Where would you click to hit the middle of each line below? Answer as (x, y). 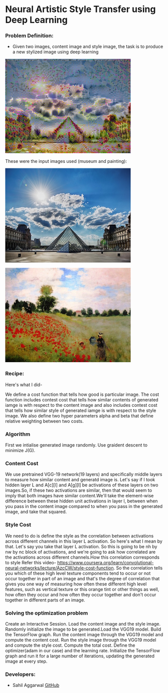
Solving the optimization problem (47, 613)
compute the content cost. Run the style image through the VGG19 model (81, 640)
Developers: (21, 674)
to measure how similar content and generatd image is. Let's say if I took (80, 480)
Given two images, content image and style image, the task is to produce (88, 47)
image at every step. (26, 661)
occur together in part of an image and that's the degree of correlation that (82, 578)
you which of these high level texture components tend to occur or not (78, 573)
